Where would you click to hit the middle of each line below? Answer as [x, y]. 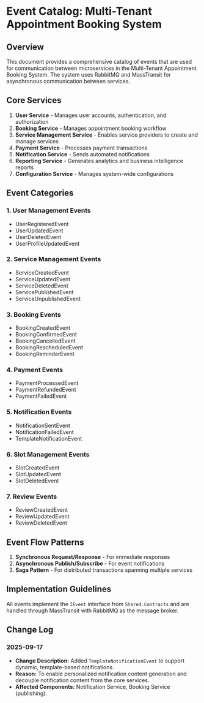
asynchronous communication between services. [68, 81]
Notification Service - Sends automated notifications [82, 154]
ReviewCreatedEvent [42, 510]
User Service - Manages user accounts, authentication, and [91, 115]
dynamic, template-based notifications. [64, 667]
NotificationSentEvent [42, 425]
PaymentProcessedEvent [47, 383]
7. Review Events [32, 496]
